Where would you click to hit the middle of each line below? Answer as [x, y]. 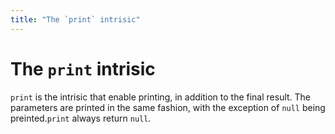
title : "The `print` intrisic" [75, 19]
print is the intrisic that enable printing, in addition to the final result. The [161, 97]
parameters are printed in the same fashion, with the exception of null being [168, 107]
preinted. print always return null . [81, 118]
